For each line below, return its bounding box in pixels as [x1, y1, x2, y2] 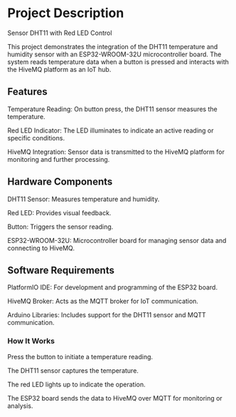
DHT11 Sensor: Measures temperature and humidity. [7, 195, 160, 203]
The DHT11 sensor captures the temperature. [7, 366, 139, 375]
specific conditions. [7, 133, 65, 142]
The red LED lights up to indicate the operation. [7, 380, 146, 388]
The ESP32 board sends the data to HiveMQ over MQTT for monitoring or [7, 393, 222, 402]
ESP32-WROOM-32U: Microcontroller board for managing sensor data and [7, 236, 227, 244]
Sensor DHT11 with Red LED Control [7, 29, 112, 37]
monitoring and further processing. [7, 155, 110, 163]
